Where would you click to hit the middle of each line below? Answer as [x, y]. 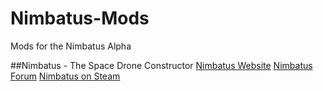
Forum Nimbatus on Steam [65, 76]
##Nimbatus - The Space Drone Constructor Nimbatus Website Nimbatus [161, 65]
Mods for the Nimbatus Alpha [71, 46]
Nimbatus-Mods [80, 18]
